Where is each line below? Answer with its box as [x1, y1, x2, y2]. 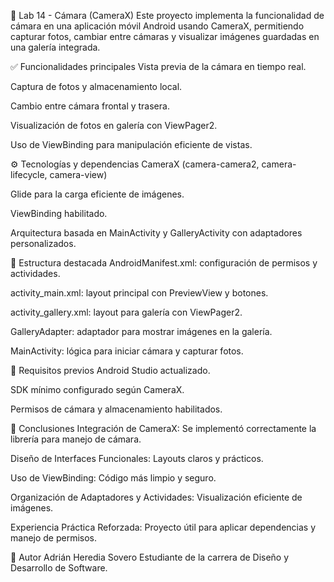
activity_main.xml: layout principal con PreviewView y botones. [10, 287, 269, 299]
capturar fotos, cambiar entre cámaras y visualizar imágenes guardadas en [10, 31, 320, 42]
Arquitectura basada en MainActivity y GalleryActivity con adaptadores [10, 227, 303, 239]
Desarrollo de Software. [10, 562, 108, 574]
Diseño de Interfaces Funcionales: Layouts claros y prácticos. [10, 453, 264, 464]
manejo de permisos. [10, 532, 98, 544]
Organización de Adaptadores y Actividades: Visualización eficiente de [10, 491, 303, 503]
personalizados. [10, 238, 77, 249]
